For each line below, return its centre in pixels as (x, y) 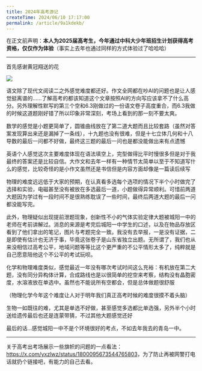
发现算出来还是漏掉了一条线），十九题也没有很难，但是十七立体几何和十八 (102, 133)
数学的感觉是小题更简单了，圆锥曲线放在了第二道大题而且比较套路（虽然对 (98, 126)
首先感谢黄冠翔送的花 (32, 67)
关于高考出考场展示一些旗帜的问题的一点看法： (64, 347)
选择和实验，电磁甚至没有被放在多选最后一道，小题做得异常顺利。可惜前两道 (101, 189)
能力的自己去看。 (75, 362)
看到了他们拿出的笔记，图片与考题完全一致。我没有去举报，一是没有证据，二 (101, 232)
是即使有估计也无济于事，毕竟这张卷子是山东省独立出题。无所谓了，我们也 (98, 240)
